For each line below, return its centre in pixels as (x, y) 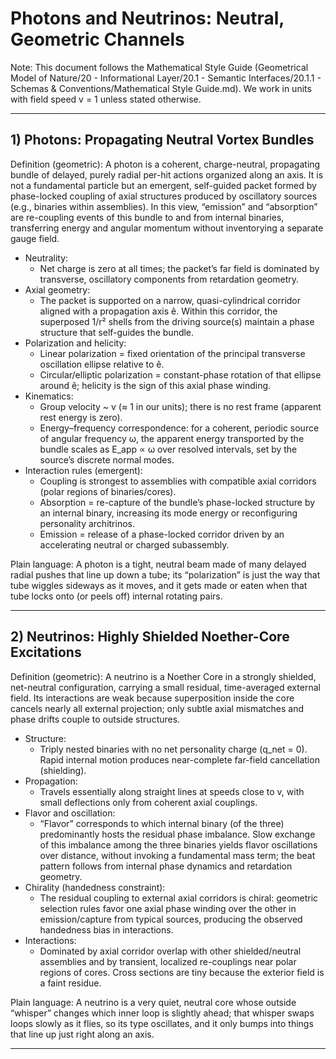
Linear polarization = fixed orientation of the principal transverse (172, 353)
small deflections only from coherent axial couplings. (148, 802)
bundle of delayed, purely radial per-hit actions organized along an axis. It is (167, 174)
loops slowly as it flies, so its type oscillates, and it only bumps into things (162, 1023)
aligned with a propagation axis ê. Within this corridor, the (158, 311)
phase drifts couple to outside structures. (95, 719)
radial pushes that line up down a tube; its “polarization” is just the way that (165, 574)
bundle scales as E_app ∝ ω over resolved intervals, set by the (168, 449)
